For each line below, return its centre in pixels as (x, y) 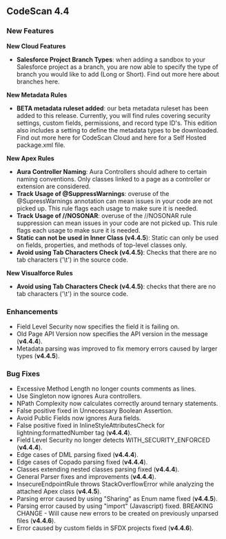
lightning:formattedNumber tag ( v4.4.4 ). (74, 433)
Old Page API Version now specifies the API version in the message (112, 333)
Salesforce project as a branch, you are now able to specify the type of (117, 67)
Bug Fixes (23, 373)
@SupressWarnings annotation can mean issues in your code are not (114, 201)
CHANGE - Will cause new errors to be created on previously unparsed (117, 513)
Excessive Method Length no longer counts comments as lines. (106, 389)
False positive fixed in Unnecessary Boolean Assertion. (94, 411)
